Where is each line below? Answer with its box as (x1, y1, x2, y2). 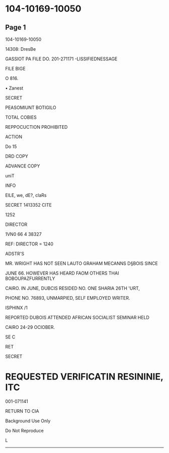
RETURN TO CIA (5, 408, 39, 414)
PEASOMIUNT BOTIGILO (5, 105, 56, 111)
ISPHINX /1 (5, 305, 28, 311)
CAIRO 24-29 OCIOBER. (5, 324, 55, 330)
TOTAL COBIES (5, 114, 37, 120)
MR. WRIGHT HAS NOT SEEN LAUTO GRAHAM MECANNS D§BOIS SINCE (5, 260, 158, 266)
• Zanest (5, 85, 24, 91)
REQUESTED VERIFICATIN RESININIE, (5, 371, 163, 383)
